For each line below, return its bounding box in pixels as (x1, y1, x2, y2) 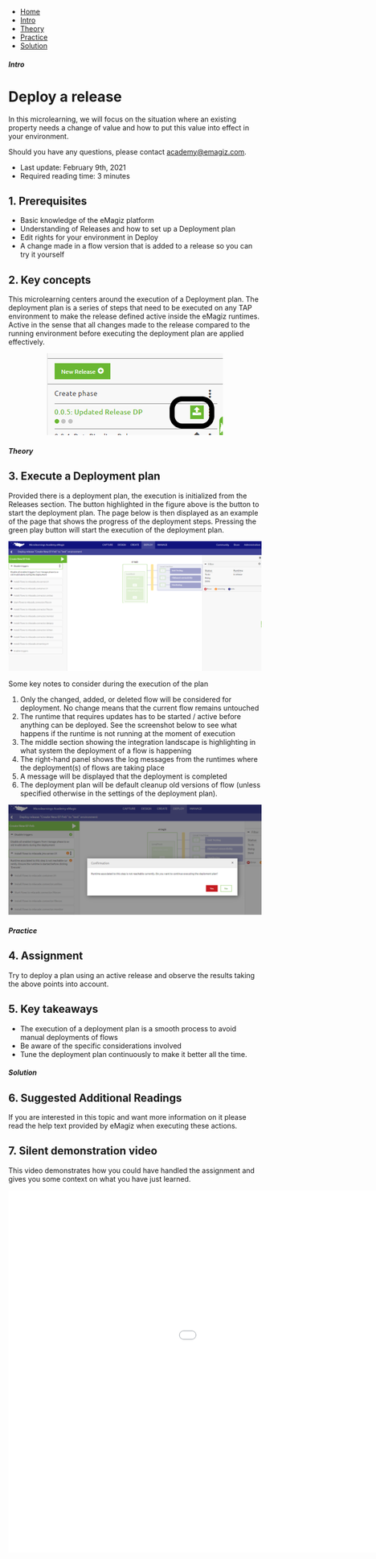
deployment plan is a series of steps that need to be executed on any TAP (8, 303, 253, 313)
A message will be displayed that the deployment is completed (19, 771, 227, 781)
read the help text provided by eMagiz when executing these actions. (8, 1121, 238, 1131)
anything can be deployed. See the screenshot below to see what (19, 720, 237, 730)
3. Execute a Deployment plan (8, 470, 161, 483)
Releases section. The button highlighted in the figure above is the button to (8, 499, 260, 509)
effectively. (8, 337, 46, 347)
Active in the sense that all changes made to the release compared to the (8, 320, 251, 330)
